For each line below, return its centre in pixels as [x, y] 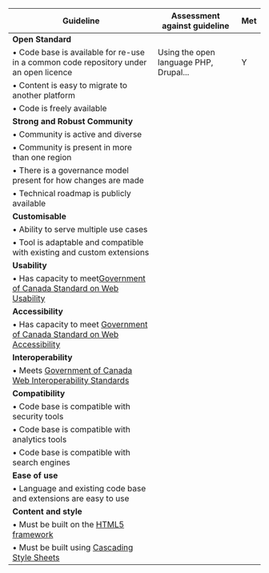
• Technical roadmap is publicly [72, 193]
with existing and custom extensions [81, 252]
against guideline [195, 26]
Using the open [186, 52]
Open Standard [42, 39]
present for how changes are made [78, 180]
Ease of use [35, 475]
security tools [38, 417]
